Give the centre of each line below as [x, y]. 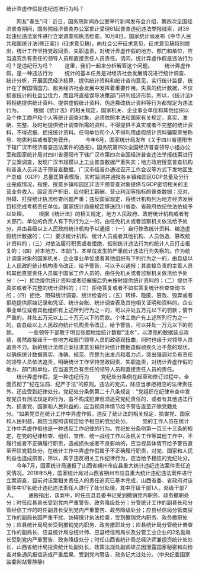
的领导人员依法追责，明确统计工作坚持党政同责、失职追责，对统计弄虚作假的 [99, 362]
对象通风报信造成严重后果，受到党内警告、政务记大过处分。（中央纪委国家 [101, 554]
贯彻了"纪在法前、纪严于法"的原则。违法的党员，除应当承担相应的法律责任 [102, 384]
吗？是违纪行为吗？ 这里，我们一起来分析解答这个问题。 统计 [91, 66]
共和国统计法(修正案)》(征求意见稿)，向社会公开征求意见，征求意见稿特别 [96, 44]
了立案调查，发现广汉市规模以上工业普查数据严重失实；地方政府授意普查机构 [99, 162]
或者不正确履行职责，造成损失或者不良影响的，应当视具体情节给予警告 [102, 443]
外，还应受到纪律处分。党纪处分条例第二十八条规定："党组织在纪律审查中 [96, 392]
